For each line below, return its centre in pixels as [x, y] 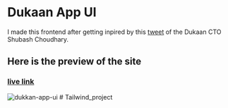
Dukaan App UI [52, 12]
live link [21, 82]
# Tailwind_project [86, 97]
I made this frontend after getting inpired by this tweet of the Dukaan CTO [114, 32]
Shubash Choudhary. [38, 39]
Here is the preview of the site [74, 62]
